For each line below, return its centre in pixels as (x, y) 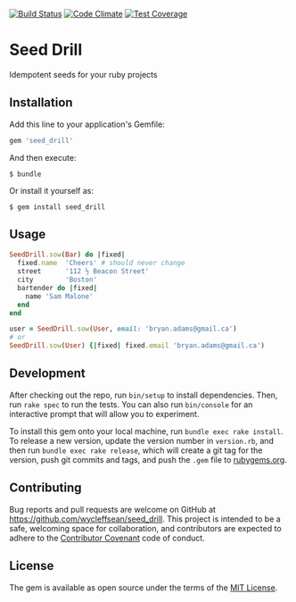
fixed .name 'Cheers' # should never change (101, 263)
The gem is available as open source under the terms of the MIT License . (144, 587)
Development (48, 374)
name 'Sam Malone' (59, 296)
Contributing (45, 488)
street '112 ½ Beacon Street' (83, 272)
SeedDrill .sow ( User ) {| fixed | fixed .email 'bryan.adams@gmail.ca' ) (137, 346)
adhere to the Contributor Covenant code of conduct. (107, 538)
